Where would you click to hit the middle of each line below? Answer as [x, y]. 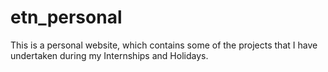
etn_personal [66, 17]
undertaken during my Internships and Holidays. [109, 55]
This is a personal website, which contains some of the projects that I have [164, 45]
